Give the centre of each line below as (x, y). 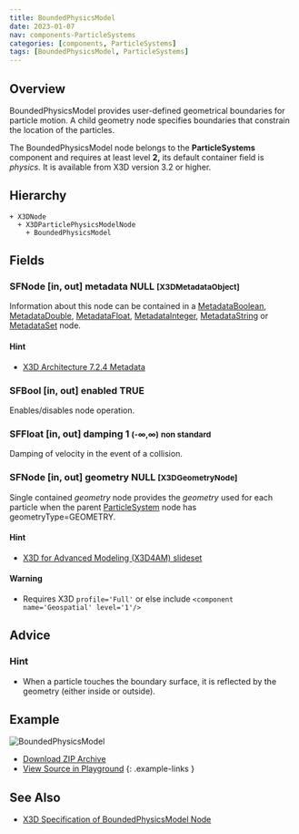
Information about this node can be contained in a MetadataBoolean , (138, 306)
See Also (35, 797)
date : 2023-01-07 (42, 26)
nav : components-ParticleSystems (73, 35)
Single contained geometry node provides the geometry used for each (141, 497)
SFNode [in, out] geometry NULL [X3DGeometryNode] (124, 478)
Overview (38, 89)
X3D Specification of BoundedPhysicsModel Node (117, 819)
